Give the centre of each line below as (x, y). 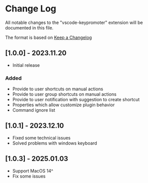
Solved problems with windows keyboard (55, 143)
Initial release (26, 65)
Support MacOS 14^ (33, 171)
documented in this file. (29, 27)
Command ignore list (34, 110)
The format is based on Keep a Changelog (49, 37)
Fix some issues (29, 176)
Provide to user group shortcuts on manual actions (64, 94)
